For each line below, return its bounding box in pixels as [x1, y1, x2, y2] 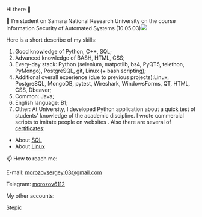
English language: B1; [14, 99, 68, 106]
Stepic [6, 204, 22, 211]
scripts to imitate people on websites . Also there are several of [14, 118, 171, 125]
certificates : [14, 125, 45, 132]
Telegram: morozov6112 [6, 181, 65, 187]
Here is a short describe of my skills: [6, 36, 97, 43]
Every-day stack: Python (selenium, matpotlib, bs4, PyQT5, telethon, [14, 61, 185, 68]
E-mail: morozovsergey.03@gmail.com [6, 169, 102, 176]
